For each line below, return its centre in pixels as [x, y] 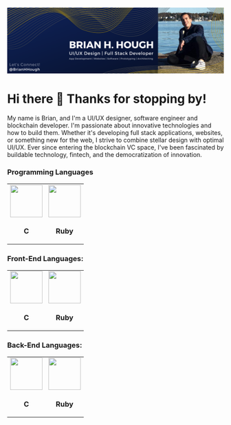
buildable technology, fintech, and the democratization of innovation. [105, 154]
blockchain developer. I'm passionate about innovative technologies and [109, 125]
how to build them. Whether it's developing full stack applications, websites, [115, 132]
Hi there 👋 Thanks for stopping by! [107, 99]
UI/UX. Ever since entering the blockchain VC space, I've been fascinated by [115, 147]
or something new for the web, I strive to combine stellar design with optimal [115, 140]
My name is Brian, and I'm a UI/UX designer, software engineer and [102, 118]
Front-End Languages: [45, 259]
